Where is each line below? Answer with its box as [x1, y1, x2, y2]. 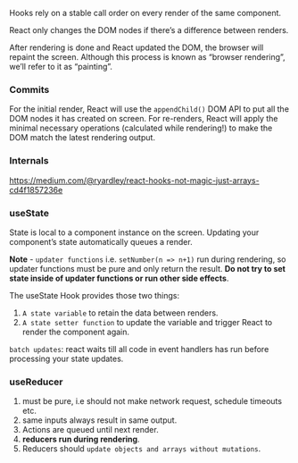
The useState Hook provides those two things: [9, 290, 180, 300]
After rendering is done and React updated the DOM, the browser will [9, 42, 264, 53]
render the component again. [21, 326, 130, 337]
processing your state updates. [9, 353, 124, 364]
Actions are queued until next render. [21, 425, 159, 435]
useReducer [9, 375, 63, 388]
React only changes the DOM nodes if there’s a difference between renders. [9, 25, 289, 35]
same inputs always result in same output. [21, 415, 178, 425]
